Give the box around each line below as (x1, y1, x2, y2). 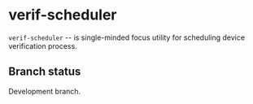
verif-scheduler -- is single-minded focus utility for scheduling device (8, 32, 246, 42)
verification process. (8, 41, 77, 50)
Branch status (8, 65, 81, 79)
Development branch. (8, 86, 81, 96)
